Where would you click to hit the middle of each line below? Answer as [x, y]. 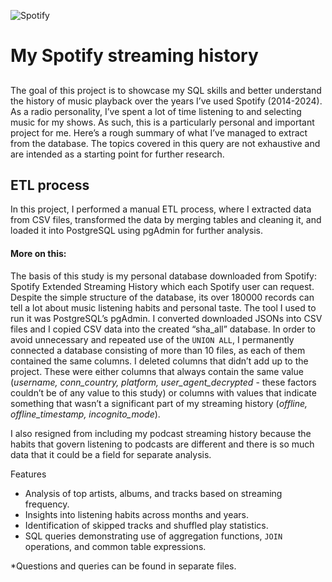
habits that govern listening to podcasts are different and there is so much [162, 444]
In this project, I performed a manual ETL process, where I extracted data [161, 209]
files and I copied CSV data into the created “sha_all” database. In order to [163, 329]
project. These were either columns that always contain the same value [157, 371]
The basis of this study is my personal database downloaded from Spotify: [163, 276]
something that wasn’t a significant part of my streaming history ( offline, [159, 403]
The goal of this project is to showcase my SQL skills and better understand [166, 90]
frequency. [47, 504]
